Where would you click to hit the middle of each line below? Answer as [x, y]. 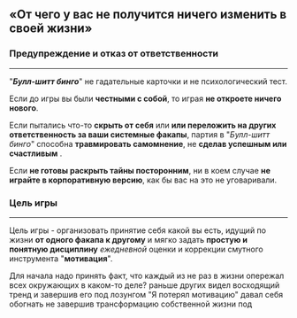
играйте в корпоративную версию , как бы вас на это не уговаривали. [143, 180]
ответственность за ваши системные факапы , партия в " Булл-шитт [140, 134]
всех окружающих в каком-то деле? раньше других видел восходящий [145, 285]
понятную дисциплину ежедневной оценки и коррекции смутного [136, 249]
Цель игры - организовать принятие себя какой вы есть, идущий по [138, 230]
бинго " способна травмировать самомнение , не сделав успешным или [148, 143]
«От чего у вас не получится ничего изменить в [148, 15]
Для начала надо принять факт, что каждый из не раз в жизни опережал [147, 275]
